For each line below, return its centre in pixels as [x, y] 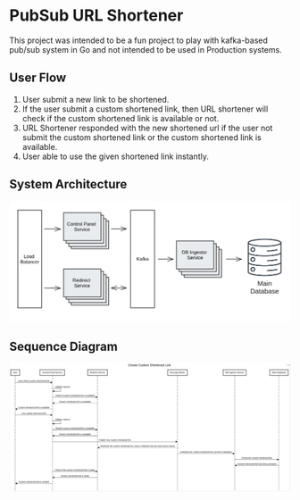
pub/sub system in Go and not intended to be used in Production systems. [146, 49]
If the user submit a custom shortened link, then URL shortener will [145, 109]
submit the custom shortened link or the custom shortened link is [142, 137]
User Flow [38, 78]
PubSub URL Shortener [96, 16]
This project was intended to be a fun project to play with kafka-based [138, 40]
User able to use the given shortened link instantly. [116, 156]
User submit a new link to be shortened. [96, 99]
